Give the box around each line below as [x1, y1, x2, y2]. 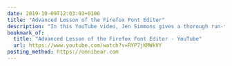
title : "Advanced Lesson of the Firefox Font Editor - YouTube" [13, 36, 202, 43]
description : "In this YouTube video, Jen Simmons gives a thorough [7, 23, 209, 30]
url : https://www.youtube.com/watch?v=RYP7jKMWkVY [13, 42, 162, 49]
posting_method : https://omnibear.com [7, 49, 119, 56]
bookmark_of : [7, 29, 45, 36]
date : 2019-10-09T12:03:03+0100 [7, 10, 100, 17]
